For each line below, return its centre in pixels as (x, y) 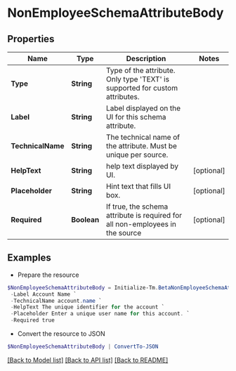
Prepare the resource (48, 275)
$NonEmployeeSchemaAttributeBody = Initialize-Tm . (83, 287)
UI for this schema (136, 117)
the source (124, 233)
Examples (29, 258)
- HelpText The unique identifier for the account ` (87, 307)
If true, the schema (137, 207)
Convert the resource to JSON (61, 334)
